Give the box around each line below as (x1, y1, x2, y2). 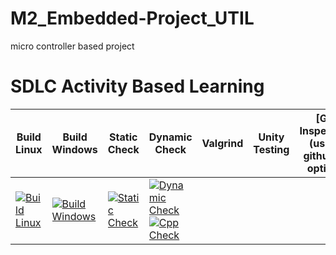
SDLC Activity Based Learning (10, 75, 265, 98)
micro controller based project (10, 40, 135, 52)
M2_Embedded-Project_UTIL (10, 7, 255, 30)
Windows (51, 142, 98, 156)
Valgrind (201, 136, 244, 150)
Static (109, 130, 138, 144)
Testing (253, 142, 290, 156)
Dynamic (148, 130, 193, 144)
